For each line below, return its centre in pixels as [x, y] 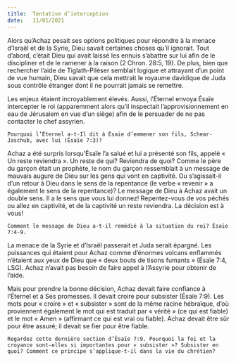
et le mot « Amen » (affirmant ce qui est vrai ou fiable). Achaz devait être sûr [118, 318]
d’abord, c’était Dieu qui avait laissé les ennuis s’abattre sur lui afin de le [111, 55]
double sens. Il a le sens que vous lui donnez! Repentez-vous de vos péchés [118, 198]
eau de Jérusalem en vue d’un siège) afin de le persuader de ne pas [106, 114]
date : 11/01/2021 [36, 20]
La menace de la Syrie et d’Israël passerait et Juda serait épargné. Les [110, 245]
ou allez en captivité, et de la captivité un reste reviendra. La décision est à [116, 205]
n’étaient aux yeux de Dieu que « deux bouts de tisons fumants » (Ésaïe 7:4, [117, 260]
